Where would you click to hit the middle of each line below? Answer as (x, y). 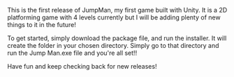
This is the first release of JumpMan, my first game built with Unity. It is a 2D (117, 10)
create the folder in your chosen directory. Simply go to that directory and (113, 45)
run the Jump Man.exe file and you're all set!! (72, 53)
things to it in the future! (42, 25)
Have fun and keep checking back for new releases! (82, 66)
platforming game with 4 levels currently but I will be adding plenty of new (114, 17)
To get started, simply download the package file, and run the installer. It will (117, 38)
